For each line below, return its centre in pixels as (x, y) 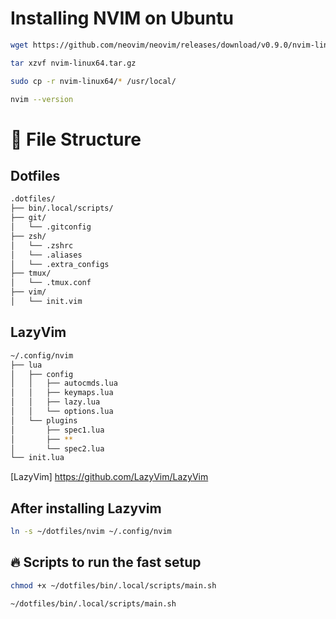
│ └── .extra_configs (60, 264)
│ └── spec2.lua (57, 448)
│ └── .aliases (46, 255)
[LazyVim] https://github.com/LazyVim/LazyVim (109, 477)
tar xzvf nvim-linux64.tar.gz (73, 63)
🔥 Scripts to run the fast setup (106, 562)
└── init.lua (37, 458)
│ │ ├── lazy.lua (55, 402)
